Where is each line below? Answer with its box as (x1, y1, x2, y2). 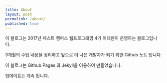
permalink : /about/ (5, 16, 46, 21)
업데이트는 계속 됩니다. (5, 73, 49, 79)
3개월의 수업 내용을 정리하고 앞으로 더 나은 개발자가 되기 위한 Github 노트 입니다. (5, 52, 162, 58)
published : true (5, 21, 39, 26)
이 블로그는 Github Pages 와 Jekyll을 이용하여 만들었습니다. (5, 62, 122, 68)
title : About (5, 7, 32, 12)
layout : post (5, 12, 32, 17)
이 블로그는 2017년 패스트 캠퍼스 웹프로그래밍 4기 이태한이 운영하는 (5, 35, 136, 41)
